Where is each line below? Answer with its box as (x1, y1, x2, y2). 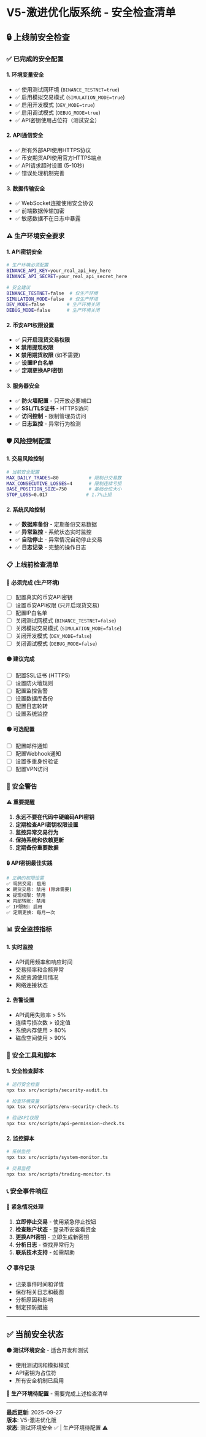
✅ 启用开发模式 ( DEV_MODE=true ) (15, 101, 95, 108)
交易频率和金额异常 (15, 966, 64, 973)
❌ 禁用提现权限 (15, 344, 54, 351)
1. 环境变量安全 (6, 71, 44, 79)
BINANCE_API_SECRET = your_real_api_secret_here (6, 273, 128, 279)
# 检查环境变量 (6, 1098, 40, 1104)
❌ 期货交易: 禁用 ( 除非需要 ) (6, 886, 72, 893)
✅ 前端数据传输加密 (15, 207, 65, 215)
